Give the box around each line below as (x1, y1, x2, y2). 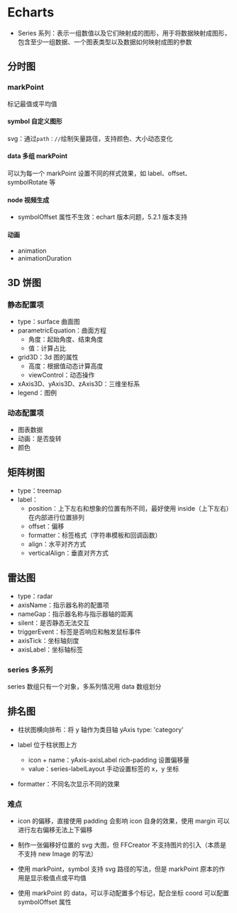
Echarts (7, 4, 55, 21)
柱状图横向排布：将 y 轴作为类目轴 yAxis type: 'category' (17, 726, 184, 734)
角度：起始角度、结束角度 (28, 335, 104, 344)
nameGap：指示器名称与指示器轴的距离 (17, 610, 133, 618)
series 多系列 (7, 664, 53, 674)
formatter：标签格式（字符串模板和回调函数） (28, 531, 162, 540)
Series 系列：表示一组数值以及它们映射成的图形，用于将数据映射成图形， (17, 28, 231, 37)
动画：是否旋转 (17, 434, 62, 443)
